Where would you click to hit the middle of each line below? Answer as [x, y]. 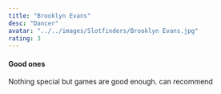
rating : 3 [25, 38]
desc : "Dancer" [34, 23]
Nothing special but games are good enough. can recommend [111, 82]
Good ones [27, 63]
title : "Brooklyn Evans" [50, 16]
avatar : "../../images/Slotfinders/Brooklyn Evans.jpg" [103, 31]
